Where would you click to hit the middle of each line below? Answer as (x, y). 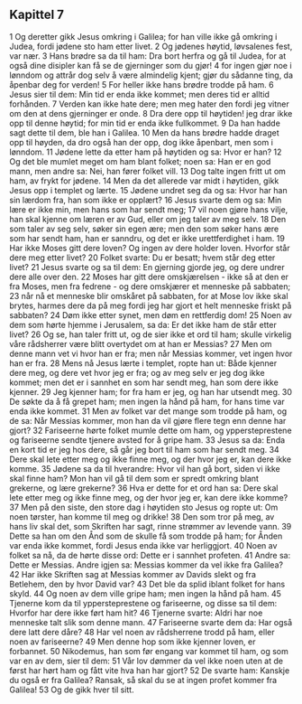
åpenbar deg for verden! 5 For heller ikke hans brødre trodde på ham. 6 (142, 84)
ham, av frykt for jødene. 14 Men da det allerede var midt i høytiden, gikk (144, 181)
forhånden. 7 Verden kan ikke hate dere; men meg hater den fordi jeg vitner (150, 104)
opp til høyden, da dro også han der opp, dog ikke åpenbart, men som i (141, 142)
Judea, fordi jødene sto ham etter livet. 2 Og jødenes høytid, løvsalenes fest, (151, 46)
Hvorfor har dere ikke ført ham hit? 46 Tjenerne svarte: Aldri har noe (136, 613)
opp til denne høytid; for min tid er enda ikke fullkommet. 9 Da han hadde (145, 123)
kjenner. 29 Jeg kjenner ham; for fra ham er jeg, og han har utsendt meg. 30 (151, 391)
